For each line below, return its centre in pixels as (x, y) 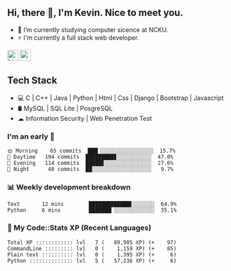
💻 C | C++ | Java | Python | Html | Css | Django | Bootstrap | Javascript (120, 98)
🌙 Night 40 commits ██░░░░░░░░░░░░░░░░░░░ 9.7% (90, 169)
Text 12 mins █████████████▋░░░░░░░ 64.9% (92, 204)
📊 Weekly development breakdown (69, 187)
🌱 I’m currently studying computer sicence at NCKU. (93, 29)
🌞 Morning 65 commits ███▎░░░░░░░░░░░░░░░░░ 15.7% (92, 151)
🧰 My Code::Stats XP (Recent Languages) (79, 228)
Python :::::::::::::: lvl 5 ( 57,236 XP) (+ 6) (92, 261)
